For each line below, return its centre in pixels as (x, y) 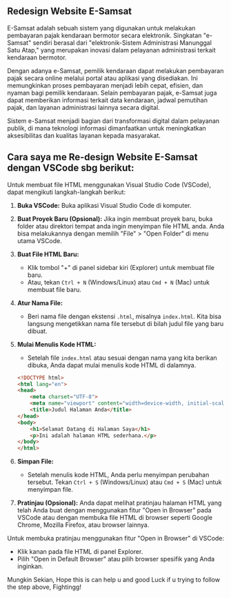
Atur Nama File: (40, 302)
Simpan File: (35, 461)
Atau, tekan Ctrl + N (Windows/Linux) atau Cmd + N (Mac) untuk (119, 282)
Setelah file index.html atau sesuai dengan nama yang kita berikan (122, 358)
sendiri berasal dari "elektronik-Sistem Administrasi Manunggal (122, 42)
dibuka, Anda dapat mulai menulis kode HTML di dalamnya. (112, 365)
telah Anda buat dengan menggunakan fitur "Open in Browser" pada (114, 510)
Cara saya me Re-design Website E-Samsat (102, 157)
